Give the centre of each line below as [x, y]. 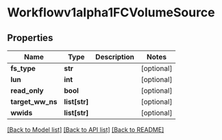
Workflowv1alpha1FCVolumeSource [111, 13]
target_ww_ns [34, 102]
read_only [27, 90]
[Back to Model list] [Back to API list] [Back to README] [86, 130]
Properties [30, 38]
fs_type [23, 68]
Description [115, 57]
